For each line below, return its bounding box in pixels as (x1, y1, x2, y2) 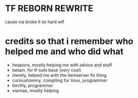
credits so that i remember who (5, 36, 134, 47)
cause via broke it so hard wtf (5, 19, 65, 25)
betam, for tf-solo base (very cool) (12, 67, 82, 73)
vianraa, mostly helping (12, 87, 59, 93)
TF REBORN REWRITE (5, 3, 94, 14)
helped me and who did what (5, 46, 124, 57)
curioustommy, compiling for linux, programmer (12, 77, 108, 83)
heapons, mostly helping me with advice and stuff (12, 62, 112, 68)
